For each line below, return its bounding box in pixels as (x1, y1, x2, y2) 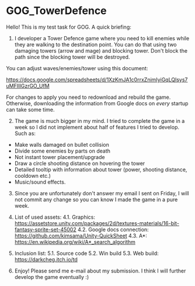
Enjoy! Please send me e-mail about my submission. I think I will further (14, 267, 186, 274)
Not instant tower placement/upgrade (14, 153, 105, 160)
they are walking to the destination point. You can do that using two (14, 41, 177, 48)
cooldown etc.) (14, 172, 51, 179)
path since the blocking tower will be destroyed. (14, 53, 130, 60)
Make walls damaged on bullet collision (14, 141, 109, 148)
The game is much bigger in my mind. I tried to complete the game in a (14, 117, 185, 124)
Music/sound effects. (14, 178, 66, 185)
